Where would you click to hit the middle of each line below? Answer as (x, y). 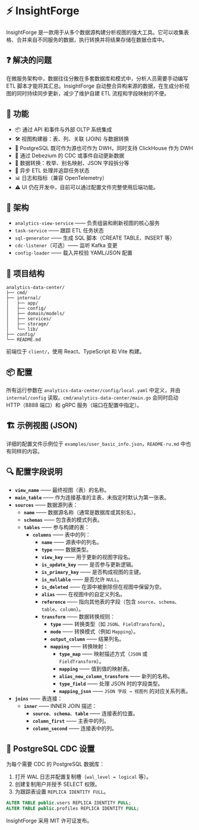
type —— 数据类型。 (67, 549)
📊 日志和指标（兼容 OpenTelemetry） (61, 178)
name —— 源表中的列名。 (72, 542)
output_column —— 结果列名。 (87, 639)
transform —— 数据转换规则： (78, 616)
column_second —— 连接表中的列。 (75, 728)
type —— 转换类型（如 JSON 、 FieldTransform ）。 (109, 624)
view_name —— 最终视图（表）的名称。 (62, 490)
